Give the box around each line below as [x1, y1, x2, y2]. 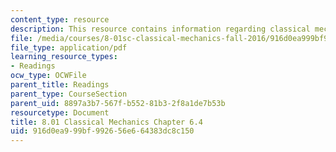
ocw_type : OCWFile [10, 71, 87, 81]
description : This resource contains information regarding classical [10, 24, 311, 34]
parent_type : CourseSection [10, 89, 128, 99]
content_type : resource [10, 14, 110, 25]
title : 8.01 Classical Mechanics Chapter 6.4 [10, 117, 203, 127]
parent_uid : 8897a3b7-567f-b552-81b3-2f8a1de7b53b [10, 98, 226, 108]
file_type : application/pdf [10, 42, 128, 53]
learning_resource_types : [10, 52, 118, 62]
